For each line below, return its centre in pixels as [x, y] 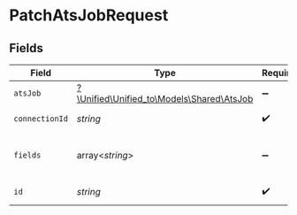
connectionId [41, 119]
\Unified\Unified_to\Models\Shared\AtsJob [165, 99]
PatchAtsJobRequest [89, 15]
